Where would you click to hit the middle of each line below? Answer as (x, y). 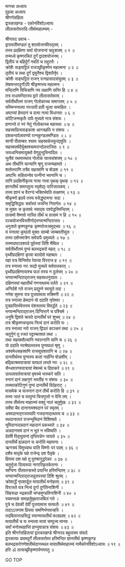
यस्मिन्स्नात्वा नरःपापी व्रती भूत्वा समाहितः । (38, 107)
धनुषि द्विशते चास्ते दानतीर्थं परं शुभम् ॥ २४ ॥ (40, 317)
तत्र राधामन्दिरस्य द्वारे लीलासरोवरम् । (35, 96)
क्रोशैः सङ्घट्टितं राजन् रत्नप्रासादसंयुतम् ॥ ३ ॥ (42, 79)
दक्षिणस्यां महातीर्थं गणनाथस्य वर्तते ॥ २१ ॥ (39, 283)
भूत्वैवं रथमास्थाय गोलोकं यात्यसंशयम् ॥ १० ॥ (41, 158)
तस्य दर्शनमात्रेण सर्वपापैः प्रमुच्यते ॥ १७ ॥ (37, 238)
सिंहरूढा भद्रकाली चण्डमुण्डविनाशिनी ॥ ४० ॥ (41, 493)
